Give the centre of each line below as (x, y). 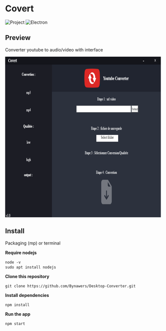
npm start (15, 324)
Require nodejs (21, 252)
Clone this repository (27, 276)
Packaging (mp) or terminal (33, 243)
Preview (18, 38)
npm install (17, 305)
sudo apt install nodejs (31, 267)
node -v (13, 262)
